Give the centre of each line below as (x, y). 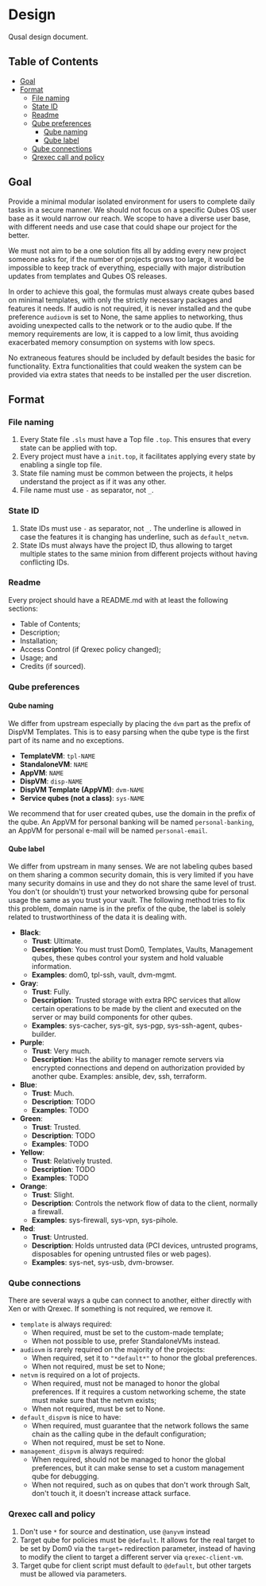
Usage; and (39, 658)
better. (19, 235)
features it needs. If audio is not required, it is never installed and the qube (130, 308)
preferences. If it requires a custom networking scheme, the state (139, 1392)
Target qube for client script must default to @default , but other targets (135, 1565)
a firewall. (48, 1212)
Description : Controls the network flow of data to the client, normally (145, 1203)
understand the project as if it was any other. (93, 482)
